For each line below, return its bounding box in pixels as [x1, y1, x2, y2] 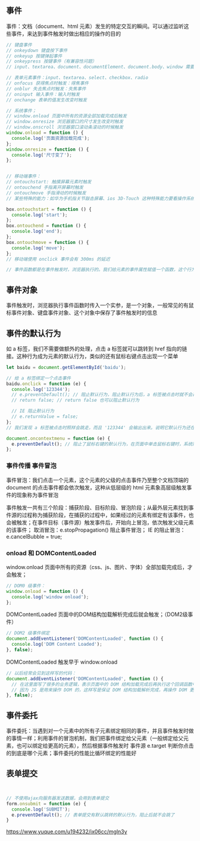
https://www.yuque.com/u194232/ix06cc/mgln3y [6, 828, 127, 835]
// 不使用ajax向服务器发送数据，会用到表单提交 [6, 795, 110, 801]
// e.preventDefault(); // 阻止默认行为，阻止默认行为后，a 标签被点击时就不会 [11, 392, 193, 398]
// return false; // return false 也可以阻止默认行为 [11, 398, 140, 404]
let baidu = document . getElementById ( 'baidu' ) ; [6, 364, 127, 370]
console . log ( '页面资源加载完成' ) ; [11, 135, 90, 141]
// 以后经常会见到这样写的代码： [6, 670, 76, 676]
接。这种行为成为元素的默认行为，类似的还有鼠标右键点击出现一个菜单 [6, 352, 179, 359]
